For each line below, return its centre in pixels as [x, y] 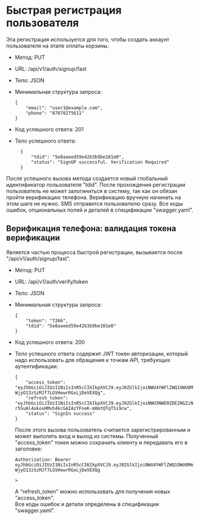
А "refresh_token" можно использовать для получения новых [92, 491]
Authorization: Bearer [43, 459]
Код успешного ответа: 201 [49, 129]
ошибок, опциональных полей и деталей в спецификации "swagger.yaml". [100, 210]
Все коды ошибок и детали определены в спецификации [87, 504]
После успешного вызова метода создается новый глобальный [87, 178]
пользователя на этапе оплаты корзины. [57, 46]
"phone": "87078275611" [55, 113]
